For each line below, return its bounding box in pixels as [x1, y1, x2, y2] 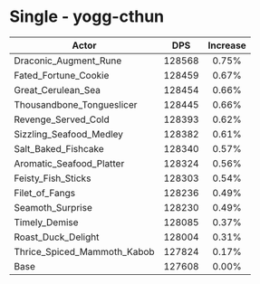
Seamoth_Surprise [14, 201, 92, 213]
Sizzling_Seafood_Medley [14, 128, 124, 140]
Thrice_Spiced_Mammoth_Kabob [14, 245, 156, 258]
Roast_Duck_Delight [14, 231, 100, 243]
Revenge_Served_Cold [14, 113, 111, 126]
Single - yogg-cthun [9, 6, 165, 27]
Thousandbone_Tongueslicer [14, 98, 138, 110]
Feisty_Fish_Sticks [14, 172, 91, 185]
